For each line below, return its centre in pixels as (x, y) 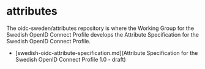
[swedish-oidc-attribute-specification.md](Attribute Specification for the (106, 53)
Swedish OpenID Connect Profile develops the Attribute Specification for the (102, 34)
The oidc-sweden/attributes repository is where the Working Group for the (100, 28)
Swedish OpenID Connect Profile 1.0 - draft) (71, 59)
